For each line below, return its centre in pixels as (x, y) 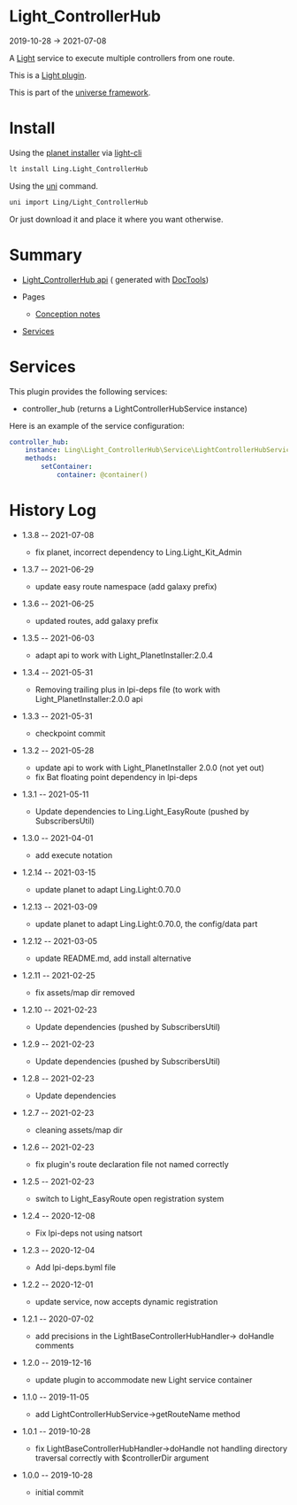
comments (54, 1345)
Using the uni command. (54, 186)
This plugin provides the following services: (88, 391)
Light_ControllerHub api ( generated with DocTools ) (115, 279)
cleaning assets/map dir (79, 1130)
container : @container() (102, 475)
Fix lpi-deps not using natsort (89, 1233)
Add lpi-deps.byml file (76, 1267)
